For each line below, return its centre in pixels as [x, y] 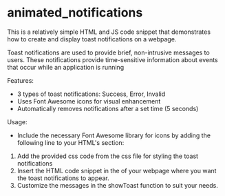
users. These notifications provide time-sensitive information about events [112, 59]
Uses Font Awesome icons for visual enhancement [89, 101]
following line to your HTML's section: [71, 142]
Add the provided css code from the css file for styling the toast [107, 156]
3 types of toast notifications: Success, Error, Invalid [91, 94]
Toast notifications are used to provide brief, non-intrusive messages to [108, 52]
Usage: [17, 121]
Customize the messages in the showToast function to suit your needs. [117, 185]
